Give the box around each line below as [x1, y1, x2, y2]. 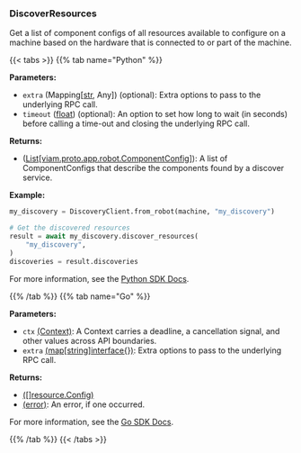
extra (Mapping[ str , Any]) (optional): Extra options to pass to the [22, 89, 261, 101]
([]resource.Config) [22, 389, 94, 400]
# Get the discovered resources [9, 223, 130, 232]
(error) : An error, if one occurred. [22, 399, 146, 410]
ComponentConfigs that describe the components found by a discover [22, 163, 285, 174]
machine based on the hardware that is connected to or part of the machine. [9, 37, 292, 48]
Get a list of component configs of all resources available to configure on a [9, 28, 286, 39]
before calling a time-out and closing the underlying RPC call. [22, 118, 250, 129]
